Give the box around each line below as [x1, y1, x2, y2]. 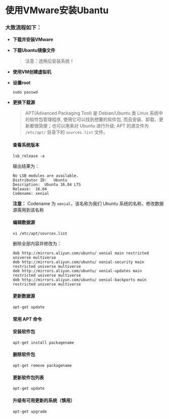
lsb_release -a [12, 153, 45, 158]
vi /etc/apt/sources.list [12, 231, 67, 236]
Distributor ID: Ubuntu [12, 177, 67, 183]
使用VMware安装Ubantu [5, 5, 109, 16]
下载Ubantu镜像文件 [12, 47, 56, 53]
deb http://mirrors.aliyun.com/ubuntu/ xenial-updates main [12, 268, 142, 273]
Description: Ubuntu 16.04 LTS [12, 182, 81, 187]
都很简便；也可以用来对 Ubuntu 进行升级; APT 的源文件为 [29, 123, 149, 129]
